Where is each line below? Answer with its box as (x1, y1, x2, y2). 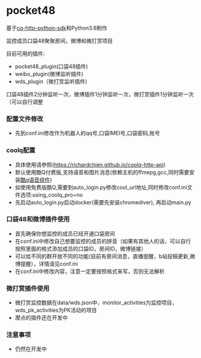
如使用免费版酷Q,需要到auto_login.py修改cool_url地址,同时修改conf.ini (14, 183, 187, 190)
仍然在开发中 (14, 345, 47, 353)
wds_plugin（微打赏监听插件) (14, 78, 88, 85)
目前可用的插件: (6, 49, 45, 57)
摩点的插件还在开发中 (14, 314, 68, 321)
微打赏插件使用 (6, 284, 50, 292)
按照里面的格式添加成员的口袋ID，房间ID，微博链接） (14, 245, 147, 252)
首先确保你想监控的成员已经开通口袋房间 (14, 230, 115, 237)
